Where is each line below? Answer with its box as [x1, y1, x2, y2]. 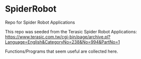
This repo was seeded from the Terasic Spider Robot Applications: [5, 29, 137, 34]
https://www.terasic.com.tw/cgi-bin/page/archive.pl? [5, 34, 111, 40]
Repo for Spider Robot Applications [5, 19, 75, 25]
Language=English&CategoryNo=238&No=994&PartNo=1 [5, 39, 120, 44]
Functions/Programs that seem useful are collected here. [5, 48, 118, 54]
